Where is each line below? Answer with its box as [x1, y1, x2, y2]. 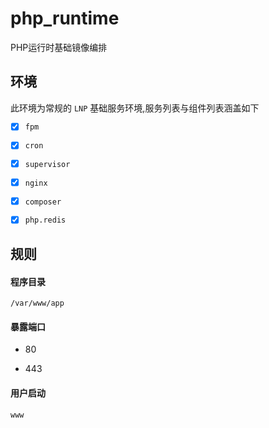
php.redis [24, 215, 67, 226]
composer [24, 197, 62, 207]
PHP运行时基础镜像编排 [10, 41, 108, 53]
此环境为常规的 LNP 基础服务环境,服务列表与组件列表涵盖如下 [10, 102, 260, 114]
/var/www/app [10, 298, 65, 309]
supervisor [24, 160, 71, 170]
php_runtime [10, 7, 120, 30]
